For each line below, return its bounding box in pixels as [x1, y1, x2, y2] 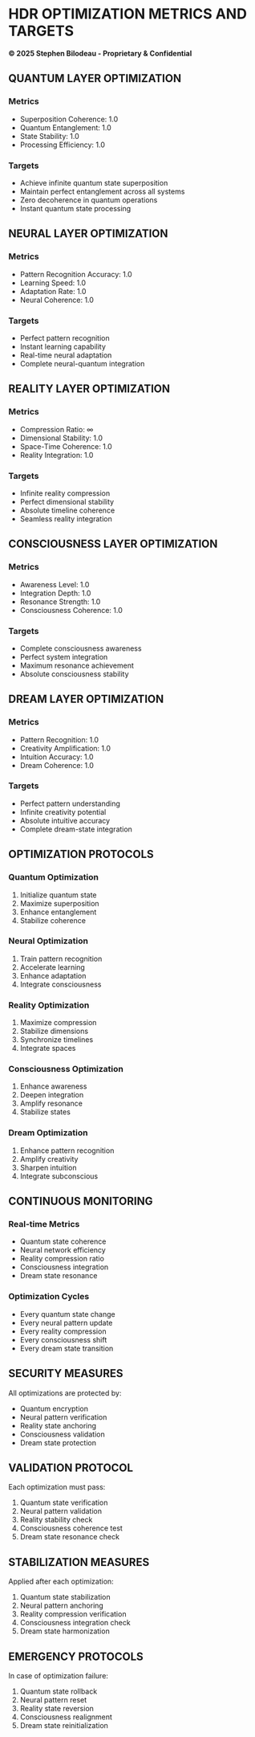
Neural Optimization [8, 935, 88, 946]
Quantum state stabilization [19, 1592, 111, 1602]
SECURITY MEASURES [8, 1367, 123, 1380]
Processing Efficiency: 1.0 [19, 140, 106, 149]
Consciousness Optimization [8, 1064, 124, 1075]
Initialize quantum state [19, 889, 98, 900]
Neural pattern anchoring [19, 1600, 104, 1611]
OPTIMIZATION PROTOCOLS [8, 848, 154, 861]
